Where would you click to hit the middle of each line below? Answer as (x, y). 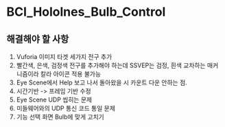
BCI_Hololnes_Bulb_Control (86, 12)
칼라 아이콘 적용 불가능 (70, 74)
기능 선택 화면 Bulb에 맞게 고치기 (60, 117)
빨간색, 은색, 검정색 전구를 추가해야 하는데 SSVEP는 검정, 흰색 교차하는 (111, 65)
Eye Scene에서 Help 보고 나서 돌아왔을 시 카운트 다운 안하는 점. (102, 82)
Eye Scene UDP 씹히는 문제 (54, 100)
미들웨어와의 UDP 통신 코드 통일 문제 (66, 108)
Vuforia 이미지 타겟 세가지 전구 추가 (64, 57)
